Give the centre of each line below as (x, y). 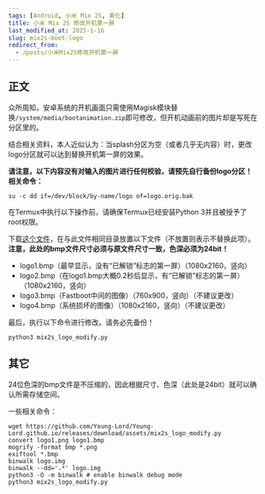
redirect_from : (33, 45)
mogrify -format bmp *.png (53, 447)
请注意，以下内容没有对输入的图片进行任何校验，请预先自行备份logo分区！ (130, 171)
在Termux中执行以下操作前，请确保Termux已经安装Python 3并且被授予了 (128, 212)
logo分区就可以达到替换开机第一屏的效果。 (78, 154)
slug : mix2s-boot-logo (46, 38)
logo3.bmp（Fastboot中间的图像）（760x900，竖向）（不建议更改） (129, 295)
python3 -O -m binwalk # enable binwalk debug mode (95, 475)
